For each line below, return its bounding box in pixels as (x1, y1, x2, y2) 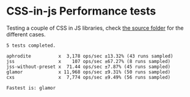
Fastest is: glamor (6, 85, 56, 91)
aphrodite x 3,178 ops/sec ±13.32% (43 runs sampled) (6, 53, 174, 59)
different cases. (6, 30, 46, 38)
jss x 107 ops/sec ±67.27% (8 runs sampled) (6, 58, 171, 64)
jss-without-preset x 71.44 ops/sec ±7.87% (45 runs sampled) (6, 64, 171, 70)
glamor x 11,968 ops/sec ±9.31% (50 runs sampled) (6, 69, 171, 75)
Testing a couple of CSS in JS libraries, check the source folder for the (6, 24, 184, 32)
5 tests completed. (6, 42, 56, 48)
